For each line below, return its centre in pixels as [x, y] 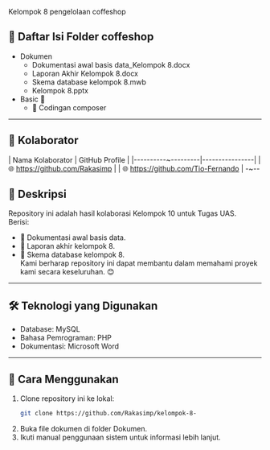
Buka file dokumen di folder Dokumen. [83, 428]
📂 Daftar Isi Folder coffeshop [81, 37]
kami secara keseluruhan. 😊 [67, 272]
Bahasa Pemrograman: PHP [66, 338]
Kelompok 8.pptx [60, 90]
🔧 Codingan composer [69, 107]
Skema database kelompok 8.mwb [89, 82]
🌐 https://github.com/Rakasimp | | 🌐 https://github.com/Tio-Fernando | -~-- [134, 168]
